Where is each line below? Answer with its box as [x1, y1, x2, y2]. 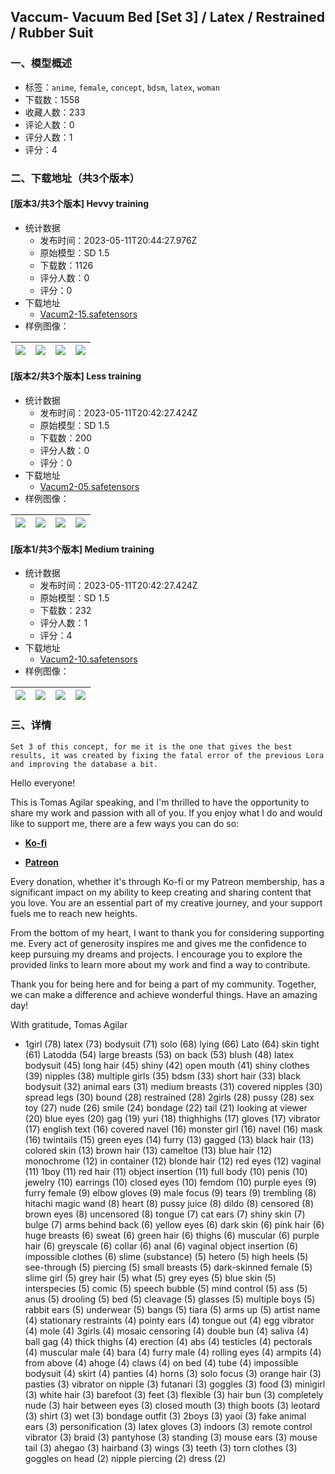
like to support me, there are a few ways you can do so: [10, 817, 240, 829]
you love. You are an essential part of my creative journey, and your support [10, 896, 323, 909]
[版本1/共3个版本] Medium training [10, 543, 155, 555]
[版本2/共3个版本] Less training [10, 370, 142, 382]
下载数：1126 [39, 259, 94, 271]
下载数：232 [39, 605, 92, 617]
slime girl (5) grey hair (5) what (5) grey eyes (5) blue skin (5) [24, 1271, 277, 1284]
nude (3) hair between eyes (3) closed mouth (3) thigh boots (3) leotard [24, 1399, 321, 1411]
